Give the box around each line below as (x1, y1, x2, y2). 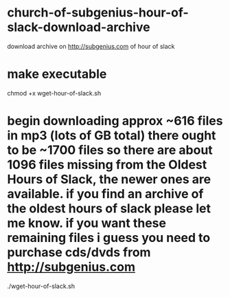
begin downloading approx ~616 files (7, 113, 223, 129)
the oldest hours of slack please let (7, 201, 211, 217)
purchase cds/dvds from (7, 245, 151, 261)
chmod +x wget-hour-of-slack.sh (7, 89, 102, 97)
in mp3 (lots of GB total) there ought (7, 128, 216, 144)
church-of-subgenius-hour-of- (7, 5, 189, 21)
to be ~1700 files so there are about (7, 142, 213, 158)
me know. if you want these (7, 215, 167, 231)
